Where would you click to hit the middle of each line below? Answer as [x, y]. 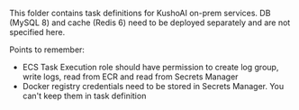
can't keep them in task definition [84, 96]
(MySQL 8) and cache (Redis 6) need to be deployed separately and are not [150, 23]
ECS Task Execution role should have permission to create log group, [150, 67]
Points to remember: [47, 50]
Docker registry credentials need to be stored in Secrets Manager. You [153, 86]
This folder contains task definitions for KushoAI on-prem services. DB [140, 13]
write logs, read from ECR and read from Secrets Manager [130, 77]
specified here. [37, 32]
